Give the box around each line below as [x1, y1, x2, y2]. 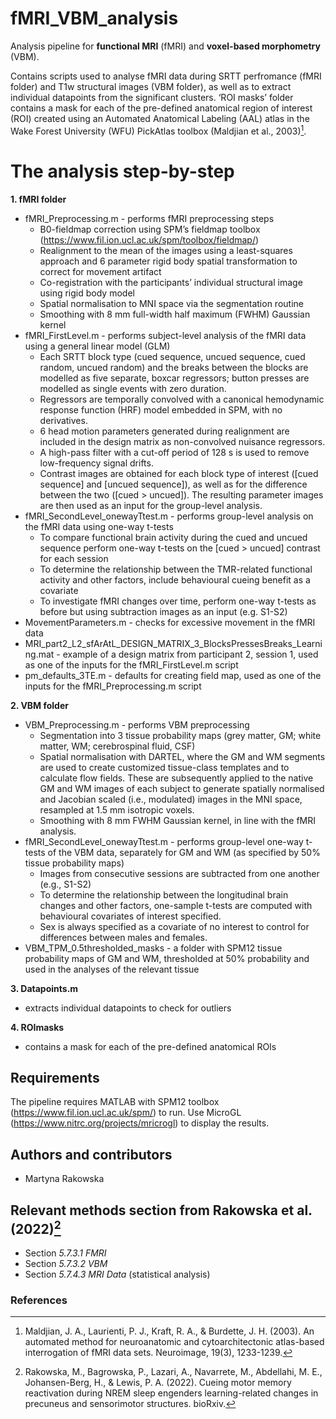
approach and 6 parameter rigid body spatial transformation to [39, 255, 298, 267]
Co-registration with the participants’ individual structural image [39, 276, 303, 288]
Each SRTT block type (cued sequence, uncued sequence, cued [39, 350, 306, 362]
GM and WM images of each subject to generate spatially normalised [39, 782, 325, 794]
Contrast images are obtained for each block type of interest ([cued [39, 467, 319, 479]
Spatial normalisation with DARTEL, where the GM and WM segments [39, 750, 326, 762]
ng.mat [24, 648, 55, 660]
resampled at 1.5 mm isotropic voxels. [39, 803, 195, 816]
